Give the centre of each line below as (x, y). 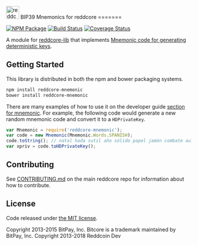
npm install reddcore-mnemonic (44, 90)
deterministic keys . (29, 46)
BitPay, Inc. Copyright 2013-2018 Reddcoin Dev (64, 236)
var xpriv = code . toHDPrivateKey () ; (51, 146)
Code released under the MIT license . (52, 218)
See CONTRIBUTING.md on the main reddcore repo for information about (95, 179)
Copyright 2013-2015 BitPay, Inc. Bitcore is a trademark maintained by (91, 229)
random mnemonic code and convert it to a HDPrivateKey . (76, 119)
